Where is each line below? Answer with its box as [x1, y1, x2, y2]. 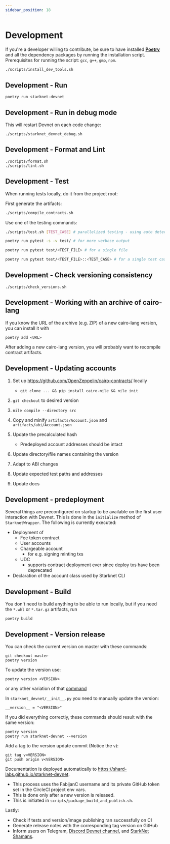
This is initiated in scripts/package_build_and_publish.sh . [12, 797, 133, 803]
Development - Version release [5, 630, 105, 638]
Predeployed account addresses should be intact [20, 441, 123, 447]
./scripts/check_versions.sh [5, 284, 67, 289]
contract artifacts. [5, 349, 42, 355]
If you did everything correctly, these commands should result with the [5, 714, 153, 720]
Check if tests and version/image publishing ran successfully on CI [12, 817, 152, 823]
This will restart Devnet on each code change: [5, 122, 101, 128]
